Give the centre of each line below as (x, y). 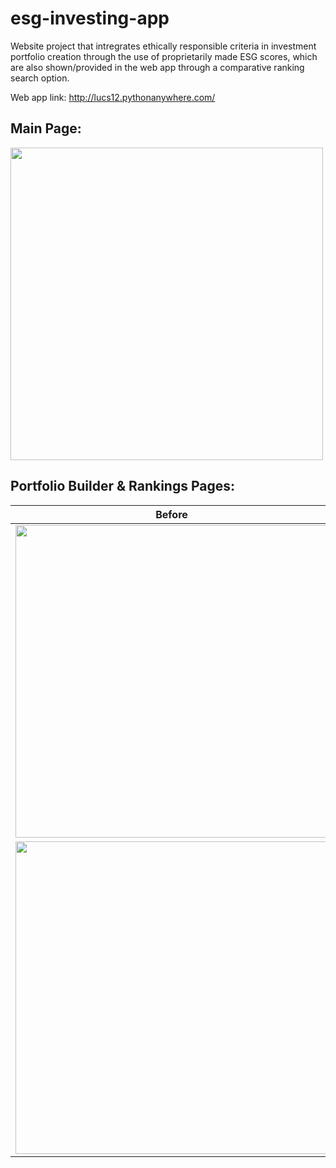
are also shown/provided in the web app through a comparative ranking (157, 67)
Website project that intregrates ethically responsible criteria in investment (163, 46)
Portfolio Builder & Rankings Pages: (122, 486)
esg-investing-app (90, 18)
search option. (40, 78)
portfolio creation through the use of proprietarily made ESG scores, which (164, 56)
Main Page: (46, 128)
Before (171, 514)
